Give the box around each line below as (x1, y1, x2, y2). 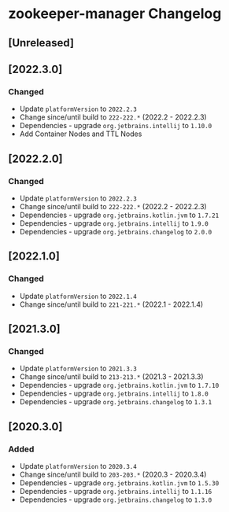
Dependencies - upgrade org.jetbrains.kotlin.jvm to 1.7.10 (19, 381, 220, 390)
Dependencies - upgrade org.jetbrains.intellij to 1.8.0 (19, 389, 209, 398)
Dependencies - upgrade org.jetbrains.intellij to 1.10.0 (19, 121, 212, 131)
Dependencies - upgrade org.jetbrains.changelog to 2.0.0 (19, 227, 212, 236)
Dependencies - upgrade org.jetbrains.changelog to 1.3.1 (19, 397, 212, 407)
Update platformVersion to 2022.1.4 (19, 291, 138, 300)
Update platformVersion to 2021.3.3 (19, 363, 138, 374)
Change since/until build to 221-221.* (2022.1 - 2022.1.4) (19, 300, 204, 309)
